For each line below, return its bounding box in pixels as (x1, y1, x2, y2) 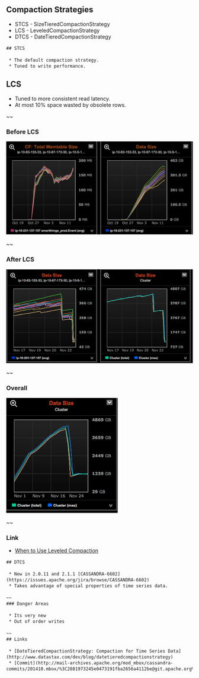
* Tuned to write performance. (8, 63, 86, 69)
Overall (6, 384, 28, 392)
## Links (6, 636, 28, 642)
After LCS (6, 255, 34, 263)
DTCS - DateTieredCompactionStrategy (14, 33, 111, 40)
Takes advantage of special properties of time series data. (14, 582, 168, 589)
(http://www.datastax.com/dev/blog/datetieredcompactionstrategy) (6, 654, 174, 660)
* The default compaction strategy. (8, 57, 99, 63)
